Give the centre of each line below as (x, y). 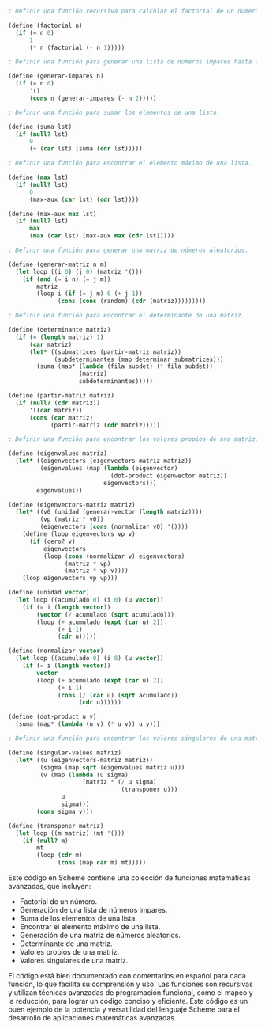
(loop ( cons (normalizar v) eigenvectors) (114, 556)
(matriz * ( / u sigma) (119, 782)
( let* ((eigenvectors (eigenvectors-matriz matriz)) (104, 461)
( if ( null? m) (45, 841)
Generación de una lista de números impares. (93, 910)
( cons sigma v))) (65, 811)
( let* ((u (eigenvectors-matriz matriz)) (84, 760)
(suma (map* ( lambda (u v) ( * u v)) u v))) (88, 724)
